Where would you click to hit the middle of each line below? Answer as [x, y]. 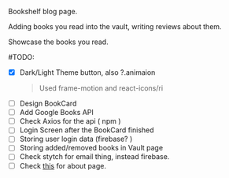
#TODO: [22, 57]
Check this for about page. [63, 165]
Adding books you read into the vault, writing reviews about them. [115, 26]
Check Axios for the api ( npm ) [70, 121]
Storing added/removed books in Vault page [91, 148]
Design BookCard [48, 104]
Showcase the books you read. [58, 42]
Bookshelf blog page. [43, 11]
